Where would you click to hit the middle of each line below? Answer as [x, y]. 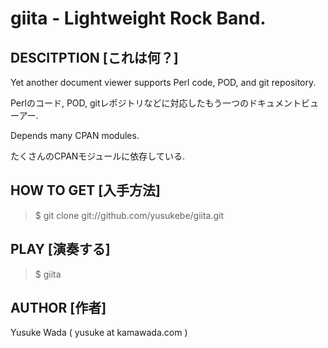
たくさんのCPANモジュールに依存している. [97, 156]
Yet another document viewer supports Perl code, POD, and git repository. [163, 82]
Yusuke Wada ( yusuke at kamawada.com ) [99, 333]
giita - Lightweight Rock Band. [138, 18]
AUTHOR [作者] [58, 308]
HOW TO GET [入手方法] [85, 190]
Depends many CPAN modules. [75, 135]
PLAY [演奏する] [60, 249]
